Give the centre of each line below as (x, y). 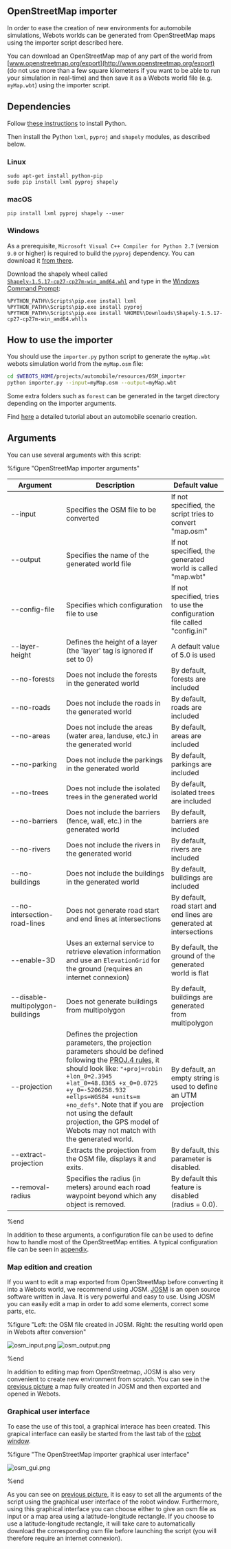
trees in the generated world (112, 797)
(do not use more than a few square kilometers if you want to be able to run (114, 70)
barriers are (190, 821)
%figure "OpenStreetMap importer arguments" (73, 468)
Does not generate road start (113, 910)
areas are (186, 735)
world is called (194, 568)
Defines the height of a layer (112, 642)
